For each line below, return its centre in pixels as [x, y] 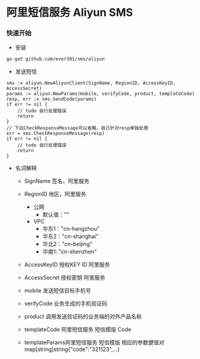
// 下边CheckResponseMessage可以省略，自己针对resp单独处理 [77, 128]
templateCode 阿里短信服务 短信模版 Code [78, 330]
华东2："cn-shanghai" [70, 236]
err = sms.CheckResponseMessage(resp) [55, 134]
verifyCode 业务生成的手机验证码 [66, 303]
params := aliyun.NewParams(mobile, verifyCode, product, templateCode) [101, 94]
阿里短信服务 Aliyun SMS [70, 13]
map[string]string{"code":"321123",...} [72, 349]
